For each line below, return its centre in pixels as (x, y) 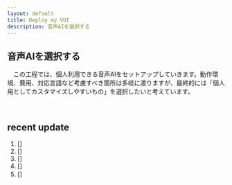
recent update (38, 127)
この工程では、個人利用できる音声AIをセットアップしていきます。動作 (113, 74)
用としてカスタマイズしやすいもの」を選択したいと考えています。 (100, 91)
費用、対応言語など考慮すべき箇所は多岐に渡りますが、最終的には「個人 (122, 83)
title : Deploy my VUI (38, 20)
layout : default (30, 14)
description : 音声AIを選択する (48, 26)
